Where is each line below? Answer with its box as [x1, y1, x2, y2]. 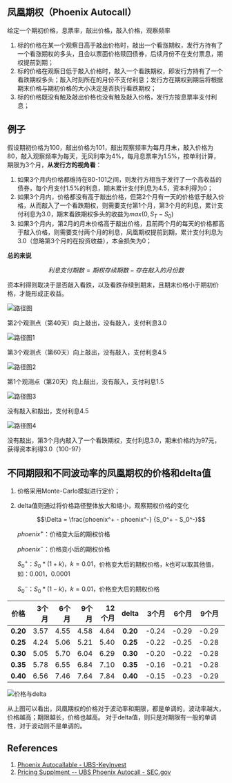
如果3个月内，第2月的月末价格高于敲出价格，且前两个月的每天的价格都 [17, 220, 219, 228]
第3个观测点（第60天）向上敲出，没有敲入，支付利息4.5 [7, 348, 167, 357]
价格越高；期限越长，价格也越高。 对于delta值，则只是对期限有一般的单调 [7, 713, 217, 721]
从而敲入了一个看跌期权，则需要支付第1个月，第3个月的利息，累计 [29, 201, 217, 209]
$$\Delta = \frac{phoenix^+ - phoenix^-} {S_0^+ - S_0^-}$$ [37, 516, 206, 524]
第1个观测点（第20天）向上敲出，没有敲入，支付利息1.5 [7, 377, 164, 386]
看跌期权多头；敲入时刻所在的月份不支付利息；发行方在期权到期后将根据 [17, 75, 223, 84]
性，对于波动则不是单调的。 [7, 721, 86, 730]
